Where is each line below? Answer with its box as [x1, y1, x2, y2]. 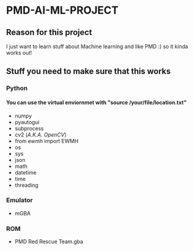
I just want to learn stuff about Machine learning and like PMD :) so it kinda [6, 43, 189, 50]
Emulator [6, 196, 33, 205]
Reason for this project [6, 27, 93, 37]
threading [14, 182, 39, 189]
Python [6, 84, 28, 93]
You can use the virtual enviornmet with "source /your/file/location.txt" [6, 99, 187, 106]
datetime [14, 169, 37, 176]
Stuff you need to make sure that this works [6, 66, 171, 77]
